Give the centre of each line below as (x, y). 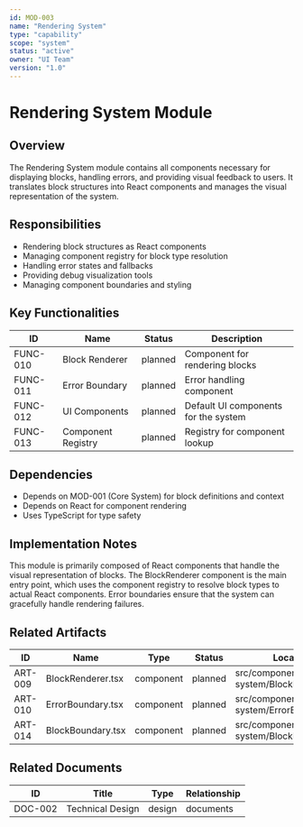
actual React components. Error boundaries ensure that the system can (142, 594)
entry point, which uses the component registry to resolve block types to (144, 585)
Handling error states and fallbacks (87, 265)
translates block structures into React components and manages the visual (148, 187)
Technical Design (103, 808)
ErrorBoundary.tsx (84, 704)
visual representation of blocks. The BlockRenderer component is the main (148, 575)
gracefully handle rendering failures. (77, 604)
